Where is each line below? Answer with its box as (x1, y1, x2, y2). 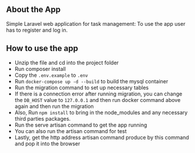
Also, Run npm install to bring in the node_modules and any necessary (14, 108, 188, 116)
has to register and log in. (6, 26, 68, 33)
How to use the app (6, 43, 78, 53)
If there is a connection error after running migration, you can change (14, 90, 183, 97)
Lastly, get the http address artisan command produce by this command (14, 134, 189, 141)
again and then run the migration (14, 103, 94, 110)
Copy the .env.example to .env (14, 72, 88, 79)
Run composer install (14, 65, 66, 72)
